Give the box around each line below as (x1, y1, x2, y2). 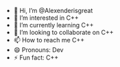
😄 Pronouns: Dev (13, 46, 64, 54)
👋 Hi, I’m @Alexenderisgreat (13, 7, 93, 14)
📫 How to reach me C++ (13, 36, 85, 44)
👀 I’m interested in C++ (13, 14, 79, 22)
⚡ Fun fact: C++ (13, 53, 59, 62)
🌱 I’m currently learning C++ (13, 21, 94, 29)
